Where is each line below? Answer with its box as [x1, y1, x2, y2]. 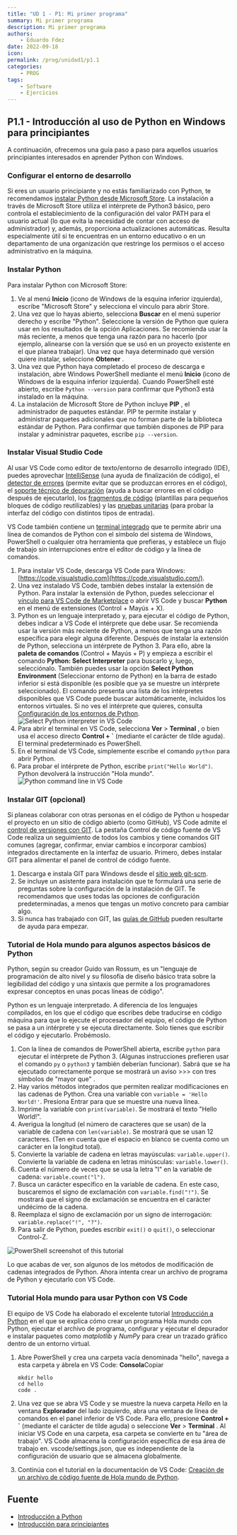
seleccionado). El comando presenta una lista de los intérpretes [17, 686, 204, 695]
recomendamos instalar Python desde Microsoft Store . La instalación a [7, 194, 214, 202]
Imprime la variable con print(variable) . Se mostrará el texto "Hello [17, 1105, 217, 1114]
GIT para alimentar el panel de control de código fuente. [7, 856, 171, 864]
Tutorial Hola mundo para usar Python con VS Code [7, 1293, 188, 1303]
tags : [7, 76, 23, 84]
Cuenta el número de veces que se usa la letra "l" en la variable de [17, 1165, 212, 1174]
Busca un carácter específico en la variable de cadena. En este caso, [17, 1180, 219, 1189]
